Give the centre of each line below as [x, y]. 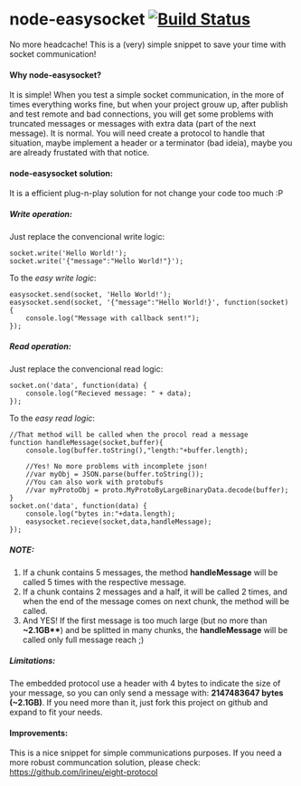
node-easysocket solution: [61, 173]
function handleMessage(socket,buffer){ [87, 443]
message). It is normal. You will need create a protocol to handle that [137, 133]
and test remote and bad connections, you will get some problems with [141, 114]
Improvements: [39, 733]
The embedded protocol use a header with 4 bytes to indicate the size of [145, 684]
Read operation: [41, 346]
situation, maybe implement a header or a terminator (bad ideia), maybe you [151, 143]
